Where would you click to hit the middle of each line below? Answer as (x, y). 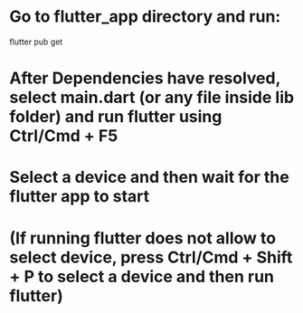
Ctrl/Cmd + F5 (64, 136)
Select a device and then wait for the (149, 177)
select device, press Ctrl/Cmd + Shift (151, 257)
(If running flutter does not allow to (143, 238)
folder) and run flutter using (116, 117)
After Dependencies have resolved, (145, 78)
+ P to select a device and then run (142, 276)
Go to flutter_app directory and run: (145, 17)
